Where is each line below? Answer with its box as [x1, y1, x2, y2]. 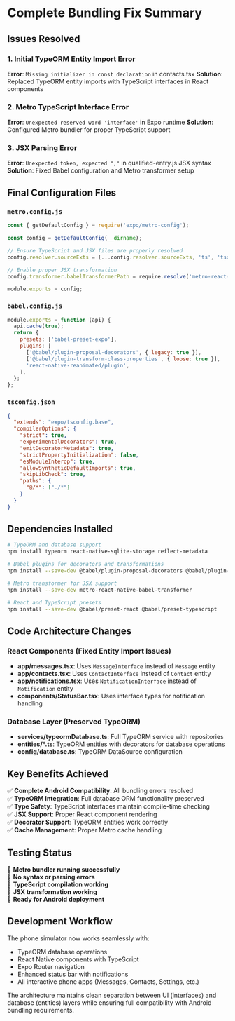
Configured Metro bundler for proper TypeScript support [7, 126, 171, 134]
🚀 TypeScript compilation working [7, 880, 108, 888]
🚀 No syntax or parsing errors [7, 873, 95, 881]
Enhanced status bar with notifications [17, 970, 129, 978]
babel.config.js [7, 302, 63, 310]
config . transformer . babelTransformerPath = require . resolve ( [7, 273, 190, 280]
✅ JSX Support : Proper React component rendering [7, 810, 157, 818]
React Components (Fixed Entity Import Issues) [7, 646, 171, 656]
